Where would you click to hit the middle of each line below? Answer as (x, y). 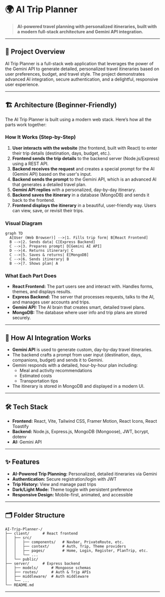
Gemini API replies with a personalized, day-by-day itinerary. (74, 190)
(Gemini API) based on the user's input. (52, 174)
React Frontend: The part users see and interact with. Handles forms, (83, 286)
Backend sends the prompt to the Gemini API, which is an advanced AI (84, 179)
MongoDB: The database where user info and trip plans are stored (80, 313)
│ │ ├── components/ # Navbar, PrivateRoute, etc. (65, 542)
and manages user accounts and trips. (51, 302)
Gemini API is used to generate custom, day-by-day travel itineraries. (82, 350)
